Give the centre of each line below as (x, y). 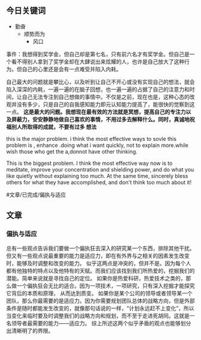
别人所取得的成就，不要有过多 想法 (54, 127)
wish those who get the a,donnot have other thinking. (72, 151)
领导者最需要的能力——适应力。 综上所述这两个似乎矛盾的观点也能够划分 (101, 323)
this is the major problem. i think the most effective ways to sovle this (91, 139)
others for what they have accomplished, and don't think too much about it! (99, 182)
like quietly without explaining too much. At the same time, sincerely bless (97, 176)
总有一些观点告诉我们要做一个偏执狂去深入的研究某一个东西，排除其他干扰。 (100, 248)
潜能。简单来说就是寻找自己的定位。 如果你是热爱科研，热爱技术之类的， (96, 278)
